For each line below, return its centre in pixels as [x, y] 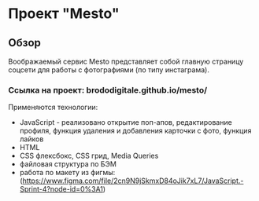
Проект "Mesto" [64, 14]
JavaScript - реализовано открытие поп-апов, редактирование [126, 122]
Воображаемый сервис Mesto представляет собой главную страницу [126, 61]
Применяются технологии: [53, 108]
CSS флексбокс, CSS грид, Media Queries [89, 156]
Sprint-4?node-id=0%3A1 [61, 189]
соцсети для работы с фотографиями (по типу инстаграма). [109, 70]
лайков [31, 139]
